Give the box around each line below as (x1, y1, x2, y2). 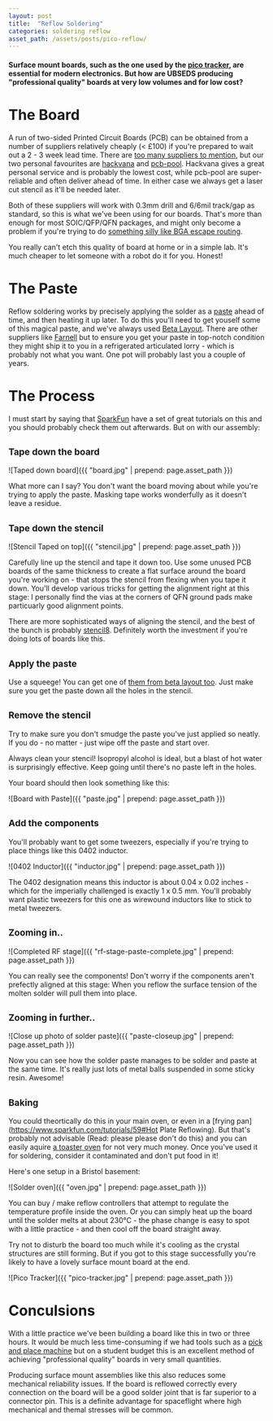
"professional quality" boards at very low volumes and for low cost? (8, 77, 244, 86)
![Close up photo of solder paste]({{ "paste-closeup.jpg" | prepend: (8, 1032, 234, 1041)
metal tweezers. (8, 903, 63, 913)
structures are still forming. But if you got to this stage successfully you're (8, 1248, 256, 1259)
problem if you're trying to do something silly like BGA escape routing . (8, 226, 243, 236)
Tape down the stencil (8, 522, 104, 534)
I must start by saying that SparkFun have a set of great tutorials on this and (8, 413, 262, 424)
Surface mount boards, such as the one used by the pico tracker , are (8, 59, 245, 69)
